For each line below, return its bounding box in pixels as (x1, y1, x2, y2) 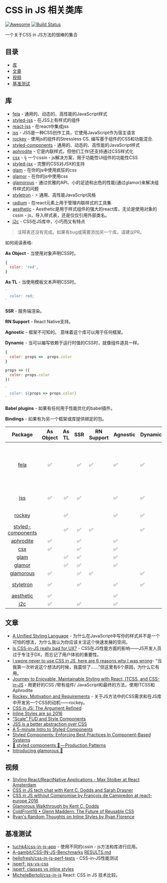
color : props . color (9, 373, 50, 378)
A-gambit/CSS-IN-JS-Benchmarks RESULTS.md (12, 849, 111, 856)
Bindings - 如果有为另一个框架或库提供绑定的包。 (5, 416, 107, 422)
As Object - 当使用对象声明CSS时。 (5, 250, 79, 256)
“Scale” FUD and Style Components (12, 715, 86, 721)
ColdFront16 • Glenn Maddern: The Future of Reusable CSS (12, 809, 134, 815)
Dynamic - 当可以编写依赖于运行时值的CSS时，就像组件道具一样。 (5, 340, 142, 346)
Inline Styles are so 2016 (12, 710, 63, 716)
